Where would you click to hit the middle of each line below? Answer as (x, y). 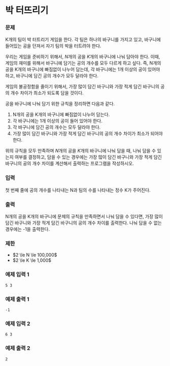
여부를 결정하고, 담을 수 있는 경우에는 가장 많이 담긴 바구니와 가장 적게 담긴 (88, 157)
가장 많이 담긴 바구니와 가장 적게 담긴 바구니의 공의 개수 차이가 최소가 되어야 (88, 134)
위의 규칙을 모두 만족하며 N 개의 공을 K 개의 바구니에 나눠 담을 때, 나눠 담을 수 (81, 151)
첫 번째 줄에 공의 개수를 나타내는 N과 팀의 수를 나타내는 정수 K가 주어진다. (78, 190)
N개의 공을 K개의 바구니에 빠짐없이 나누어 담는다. (61, 114)
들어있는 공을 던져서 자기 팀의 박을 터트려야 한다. (53, 46)
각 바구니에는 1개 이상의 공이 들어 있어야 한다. (57, 121)
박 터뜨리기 (27, 10)
